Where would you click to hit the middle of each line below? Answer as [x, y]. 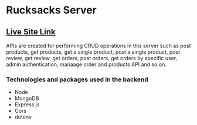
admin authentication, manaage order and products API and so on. [86, 64]
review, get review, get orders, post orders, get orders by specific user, [92, 58]
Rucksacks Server [51, 10]
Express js [27, 105]
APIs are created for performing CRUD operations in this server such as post [98, 46]
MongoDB [27, 98]
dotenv [23, 117]
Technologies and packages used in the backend [77, 79]
